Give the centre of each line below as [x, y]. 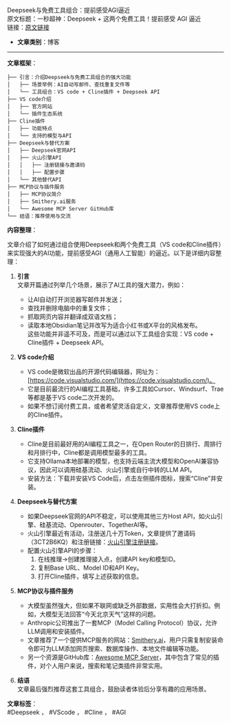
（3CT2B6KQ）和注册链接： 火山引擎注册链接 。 [95, 542]
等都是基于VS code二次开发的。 [73, 397]
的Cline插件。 [47, 414]
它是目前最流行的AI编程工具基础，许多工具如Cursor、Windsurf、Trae [125, 389]
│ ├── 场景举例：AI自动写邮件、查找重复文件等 [69, 85]
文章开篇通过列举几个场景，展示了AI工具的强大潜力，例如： [101, 285]
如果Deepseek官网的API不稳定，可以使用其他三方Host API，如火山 [122, 516]
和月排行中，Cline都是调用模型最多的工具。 [89, 452]
